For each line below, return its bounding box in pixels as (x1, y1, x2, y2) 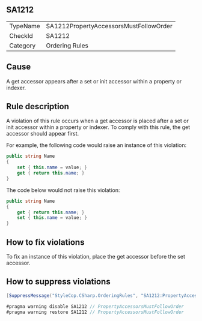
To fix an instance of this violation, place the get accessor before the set (6, 253, 185, 260)
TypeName (9, 22, 40, 30)
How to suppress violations (6, 277, 111, 287)
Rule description (6, 101, 69, 112)
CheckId (9, 31, 33, 40)
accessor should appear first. (6, 130, 79, 137)
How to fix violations (6, 237, 85, 247)
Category (9, 41, 36, 50)
